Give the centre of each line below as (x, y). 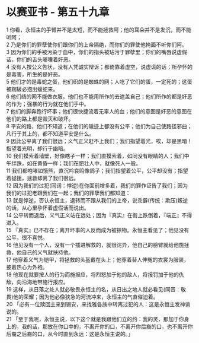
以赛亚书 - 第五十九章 (58, 12)
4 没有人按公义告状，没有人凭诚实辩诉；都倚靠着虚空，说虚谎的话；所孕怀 (97, 66)
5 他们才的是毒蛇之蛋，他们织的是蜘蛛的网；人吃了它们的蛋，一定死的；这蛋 (99, 81)
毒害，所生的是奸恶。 (37, 74)
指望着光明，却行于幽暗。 (37, 148)
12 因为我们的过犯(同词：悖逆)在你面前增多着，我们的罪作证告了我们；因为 (97, 185)
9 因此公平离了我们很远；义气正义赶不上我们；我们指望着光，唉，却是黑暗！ (99, 141)
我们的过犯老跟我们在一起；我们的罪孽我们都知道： (68, 193)
